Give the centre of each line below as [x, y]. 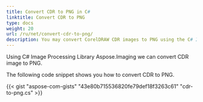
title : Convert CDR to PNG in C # [48, 12]
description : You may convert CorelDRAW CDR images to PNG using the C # [100, 40]
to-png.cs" [20, 93]
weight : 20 [20, 28]
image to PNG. [24, 63]
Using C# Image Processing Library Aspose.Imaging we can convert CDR [98, 57]
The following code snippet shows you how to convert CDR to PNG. [90, 75]
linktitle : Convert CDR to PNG [46, 17]
